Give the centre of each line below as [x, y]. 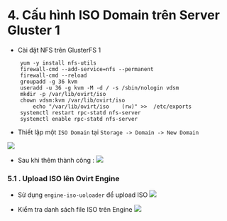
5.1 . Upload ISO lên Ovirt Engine [63, 178]
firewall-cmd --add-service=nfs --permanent [87, 69]
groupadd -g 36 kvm [49, 82]
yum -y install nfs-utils [59, 63]
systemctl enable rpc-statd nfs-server [79, 119]
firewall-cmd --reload [54, 75]
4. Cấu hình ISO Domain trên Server [113, 15]
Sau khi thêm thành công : [56, 160]
